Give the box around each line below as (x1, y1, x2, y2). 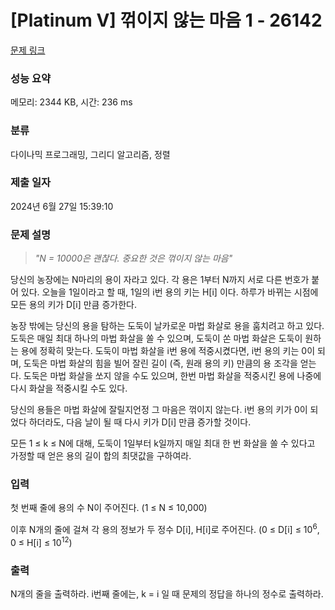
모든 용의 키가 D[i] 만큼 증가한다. (10, 299, 137, 311)
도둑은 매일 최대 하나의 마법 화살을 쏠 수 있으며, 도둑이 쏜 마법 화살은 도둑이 (10, 332, 303, 345)
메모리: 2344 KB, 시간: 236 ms (10, 96, 133, 108)
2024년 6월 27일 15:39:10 (10, 200, 114, 212)
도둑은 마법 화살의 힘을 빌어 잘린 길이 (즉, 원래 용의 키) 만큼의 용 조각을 (23, 357, 298, 370)
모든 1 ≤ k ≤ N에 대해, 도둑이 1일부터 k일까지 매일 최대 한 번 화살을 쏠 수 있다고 (10, 437, 316, 450)
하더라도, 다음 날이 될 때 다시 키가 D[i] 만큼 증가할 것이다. (28, 416, 252, 428)
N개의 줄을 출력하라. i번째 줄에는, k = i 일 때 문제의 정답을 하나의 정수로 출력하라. (10, 588, 324, 600)
